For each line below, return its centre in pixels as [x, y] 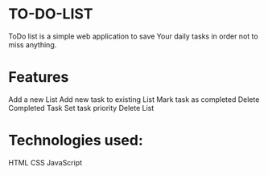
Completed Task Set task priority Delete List [81, 108]
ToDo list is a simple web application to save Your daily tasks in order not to [134, 36]
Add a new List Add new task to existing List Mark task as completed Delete [134, 99]
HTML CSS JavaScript [45, 162]
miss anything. [33, 44]
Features [39, 77]
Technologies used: [76, 140]
